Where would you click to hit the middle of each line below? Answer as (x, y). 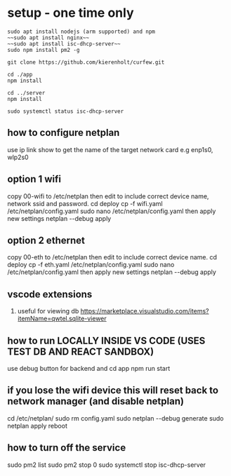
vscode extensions (50, 294)
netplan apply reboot (38, 426)
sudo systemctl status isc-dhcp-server (66, 111)
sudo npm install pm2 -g (44, 50)
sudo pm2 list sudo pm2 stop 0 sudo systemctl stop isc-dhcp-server (106, 465)
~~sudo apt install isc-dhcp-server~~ (64, 43)
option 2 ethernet (46, 240)
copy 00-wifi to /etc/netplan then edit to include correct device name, (108, 196)
